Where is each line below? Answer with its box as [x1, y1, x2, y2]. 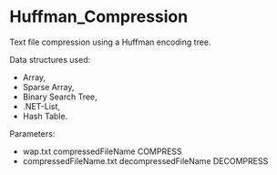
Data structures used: [9, 54, 91, 65]
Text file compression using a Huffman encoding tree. [9, 36, 211, 47]
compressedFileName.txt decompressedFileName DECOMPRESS [22, 155, 269, 166]
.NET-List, [22, 100, 61, 111]
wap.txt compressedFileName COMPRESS [22, 146, 182, 157]
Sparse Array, [22, 81, 75, 92]
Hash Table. [22, 110, 68, 121]
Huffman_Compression [9, 6, 189, 27]
